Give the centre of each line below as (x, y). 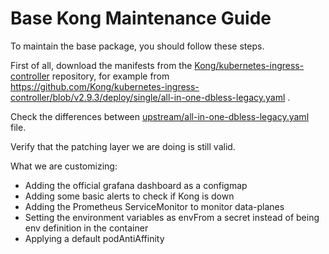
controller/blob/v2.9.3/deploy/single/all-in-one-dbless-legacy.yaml (148, 97)
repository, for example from (110, 76)
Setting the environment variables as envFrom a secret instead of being (172, 217)
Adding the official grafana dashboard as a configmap (136, 185)
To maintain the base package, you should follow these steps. (137, 46)
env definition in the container (86, 228)
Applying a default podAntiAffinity (94, 238)
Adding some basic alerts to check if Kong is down (129, 196)
